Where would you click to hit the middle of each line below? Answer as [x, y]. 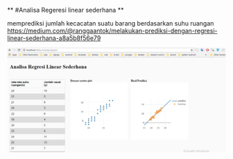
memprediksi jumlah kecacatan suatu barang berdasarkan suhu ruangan [111, 23]
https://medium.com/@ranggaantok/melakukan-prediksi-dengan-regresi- [112, 31]
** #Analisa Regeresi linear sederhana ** [66, 10]
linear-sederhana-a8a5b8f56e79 [54, 38]
